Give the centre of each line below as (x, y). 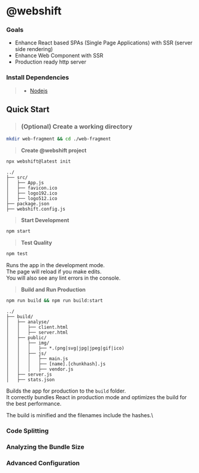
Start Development (45, 220)
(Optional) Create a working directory (77, 127)
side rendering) (34, 49)
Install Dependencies (38, 77)
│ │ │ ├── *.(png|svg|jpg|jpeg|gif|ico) (65, 348)
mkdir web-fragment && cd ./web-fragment (59, 139)
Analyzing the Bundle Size (45, 447)
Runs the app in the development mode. (55, 265)
